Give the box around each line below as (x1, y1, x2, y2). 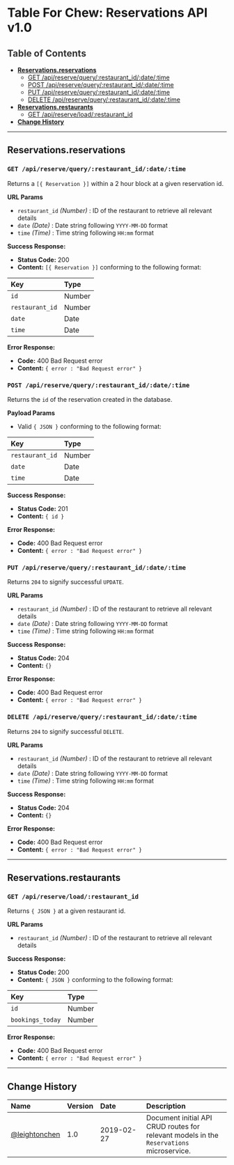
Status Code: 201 (17, 504, 68, 513)
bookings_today (10, 1016, 61, 1024)
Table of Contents (7, 47, 87, 59)
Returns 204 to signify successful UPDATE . (7, 578, 124, 586)
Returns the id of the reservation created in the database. (7, 395, 173, 403)
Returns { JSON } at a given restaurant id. (7, 907, 126, 915)
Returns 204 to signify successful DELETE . (7, 727, 124, 735)
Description (146, 1102, 186, 1111)
